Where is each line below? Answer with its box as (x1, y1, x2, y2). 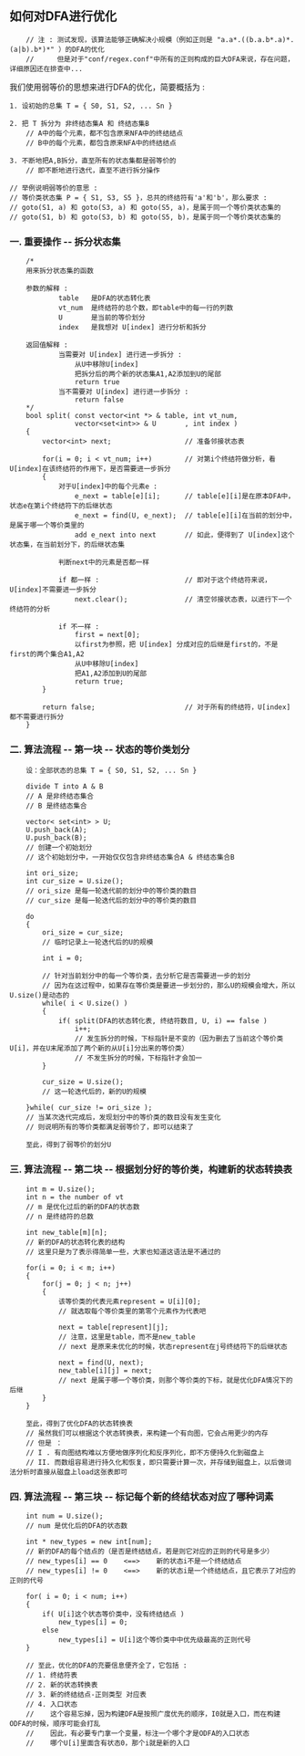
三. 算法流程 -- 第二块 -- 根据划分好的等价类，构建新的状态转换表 (9, 1163, 293, 1176)
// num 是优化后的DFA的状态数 (25, 1521, 128, 1531)
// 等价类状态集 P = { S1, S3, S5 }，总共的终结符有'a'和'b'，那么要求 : (9, 193, 268, 203)
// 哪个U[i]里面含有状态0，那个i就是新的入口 (25, 1739, 190, 1748)
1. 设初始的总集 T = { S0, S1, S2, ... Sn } (9, 101, 173, 110)
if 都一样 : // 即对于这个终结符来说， (57, 576, 271, 585)
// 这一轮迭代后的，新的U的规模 (42, 1087, 147, 1097)
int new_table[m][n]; (25, 1228, 107, 1237)
